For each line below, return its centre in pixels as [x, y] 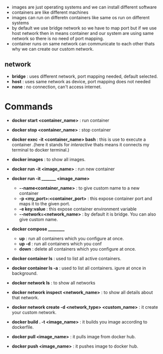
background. [25, 273]
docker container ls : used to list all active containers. [66, 258]
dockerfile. [23, 327]
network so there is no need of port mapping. [58, 38]
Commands [29, 107]
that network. [25, 297]
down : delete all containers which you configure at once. [78, 249]
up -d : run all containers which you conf [60, 244]
